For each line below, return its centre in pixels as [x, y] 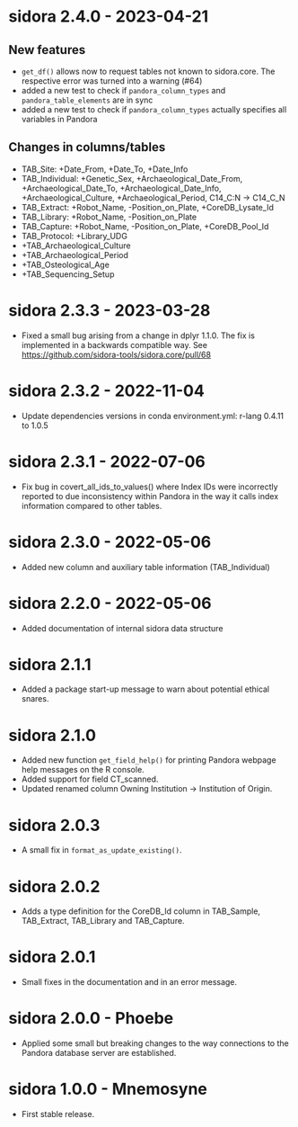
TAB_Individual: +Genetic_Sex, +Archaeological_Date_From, [132, 178]
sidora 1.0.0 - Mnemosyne [108, 1089]
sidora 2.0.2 [54, 886]
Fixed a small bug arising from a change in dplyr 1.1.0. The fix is [138, 335]
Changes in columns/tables [87, 147]
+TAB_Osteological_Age [65, 264]
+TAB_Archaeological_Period [75, 255]
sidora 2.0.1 [52, 957]
